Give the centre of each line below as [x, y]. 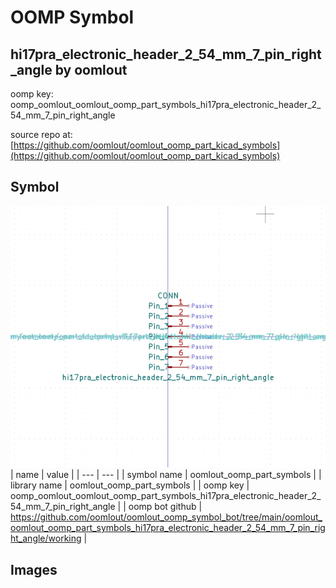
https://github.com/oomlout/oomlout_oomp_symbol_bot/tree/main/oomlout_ [166, 517]
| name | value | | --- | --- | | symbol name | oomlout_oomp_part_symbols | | [166, 475]
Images [34, 569]
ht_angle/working [46, 538]
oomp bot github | [165, 507]
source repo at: [41, 134]
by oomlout [91, 69]
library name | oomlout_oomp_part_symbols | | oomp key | [130, 485]
